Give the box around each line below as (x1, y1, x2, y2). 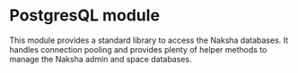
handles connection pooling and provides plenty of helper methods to (9, 44, 267, 54)
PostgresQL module (9, 5, 160, 26)
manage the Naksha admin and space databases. (9, 53, 192, 64)
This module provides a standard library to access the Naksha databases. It (9, 35, 289, 45)
